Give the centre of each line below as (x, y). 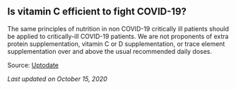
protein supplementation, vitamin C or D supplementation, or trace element (116, 44)
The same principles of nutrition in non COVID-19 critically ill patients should (118, 28)
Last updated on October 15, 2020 (57, 79)
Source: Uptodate (33, 65)
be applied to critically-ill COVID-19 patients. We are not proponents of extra (118, 36)
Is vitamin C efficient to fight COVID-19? (97, 12)
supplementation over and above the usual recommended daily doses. (110, 51)
